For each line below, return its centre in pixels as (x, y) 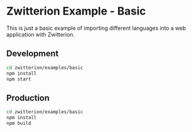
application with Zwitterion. (41, 34)
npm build (19, 123)
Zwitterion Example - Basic (76, 11)
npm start (19, 79)
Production (28, 98)
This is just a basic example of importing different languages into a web (96, 28)
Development (33, 54)
